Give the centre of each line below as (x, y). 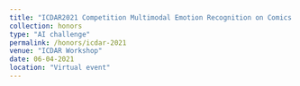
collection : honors (46, 26)
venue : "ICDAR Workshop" (56, 51)
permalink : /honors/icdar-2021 (68, 43)
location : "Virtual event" (60, 68)
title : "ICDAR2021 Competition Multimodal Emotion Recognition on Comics (151, 17)
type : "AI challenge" (50, 34)
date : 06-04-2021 (42, 59)
